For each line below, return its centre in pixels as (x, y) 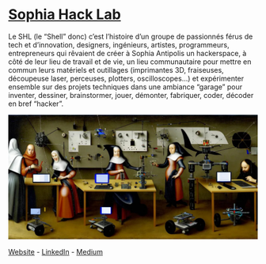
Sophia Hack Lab (65, 15)
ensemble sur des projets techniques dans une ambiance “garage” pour (125, 87)
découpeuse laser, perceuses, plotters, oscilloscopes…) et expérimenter (126, 78)
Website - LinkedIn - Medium (55, 251)
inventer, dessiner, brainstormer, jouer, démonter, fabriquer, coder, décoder (131, 95)
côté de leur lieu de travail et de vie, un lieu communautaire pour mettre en (130, 62)
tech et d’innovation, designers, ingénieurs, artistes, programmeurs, (119, 44)
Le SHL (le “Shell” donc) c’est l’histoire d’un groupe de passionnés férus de (131, 36)
